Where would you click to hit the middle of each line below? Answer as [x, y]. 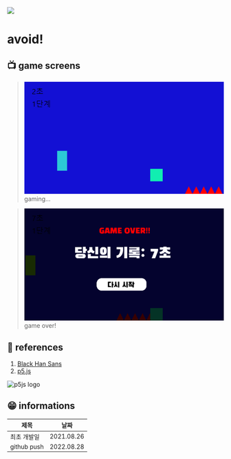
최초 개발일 [25, 436]
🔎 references [35, 347]
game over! [40, 326]
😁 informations [41, 406]
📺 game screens [44, 66]
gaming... [37, 199]
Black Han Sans [39, 364]
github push [27, 447]
